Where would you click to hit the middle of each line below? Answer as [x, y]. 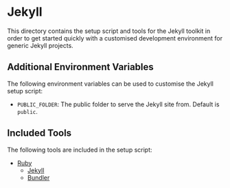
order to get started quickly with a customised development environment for [115, 38]
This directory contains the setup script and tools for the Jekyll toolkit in [109, 31]
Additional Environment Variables [81, 67]
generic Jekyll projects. [40, 45]
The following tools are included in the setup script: [80, 150]
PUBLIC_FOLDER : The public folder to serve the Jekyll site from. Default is [118, 104]
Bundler [38, 177]
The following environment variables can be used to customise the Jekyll [111, 84]
